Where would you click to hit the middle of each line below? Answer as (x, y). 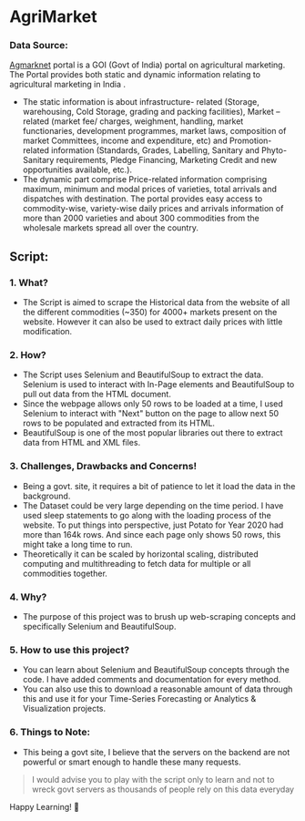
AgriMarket (53, 17)
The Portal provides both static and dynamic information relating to (135, 75)
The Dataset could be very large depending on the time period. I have (153, 505)
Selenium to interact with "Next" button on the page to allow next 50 (151, 414)
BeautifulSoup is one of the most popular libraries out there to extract (153, 433)
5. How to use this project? (70, 650)
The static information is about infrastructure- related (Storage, (141, 102)
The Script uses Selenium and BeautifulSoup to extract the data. (143, 375)
